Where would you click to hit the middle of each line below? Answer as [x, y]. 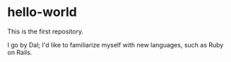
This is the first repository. [46, 31]
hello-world [42, 12]
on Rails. [20, 52]
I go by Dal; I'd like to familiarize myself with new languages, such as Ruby [115, 45]
